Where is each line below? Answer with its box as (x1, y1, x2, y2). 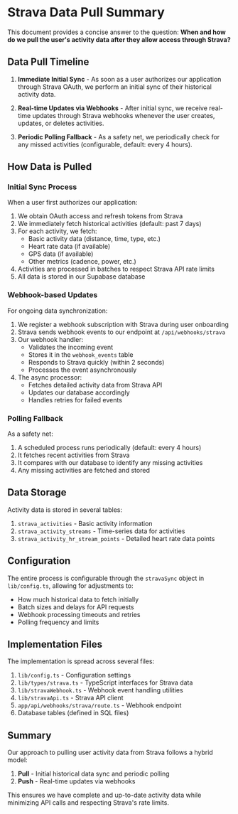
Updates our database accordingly (28, 388, 130, 397)
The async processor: (17, 373, 82, 381)
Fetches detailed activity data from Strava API (28, 380, 163, 389)
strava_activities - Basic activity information (17, 519, 153, 528)
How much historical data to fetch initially (17, 595, 139, 604)
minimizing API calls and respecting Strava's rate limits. (7, 798, 169, 807)
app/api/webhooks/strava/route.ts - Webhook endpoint (17, 701, 182, 709)
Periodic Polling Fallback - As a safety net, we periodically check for (17, 132, 220, 141)
